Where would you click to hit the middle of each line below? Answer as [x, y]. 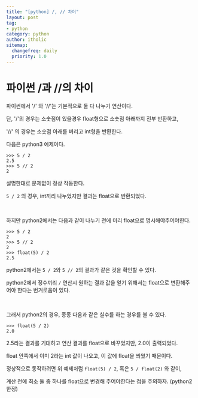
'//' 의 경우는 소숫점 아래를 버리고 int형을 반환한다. [65, 131]
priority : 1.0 [29, 56]
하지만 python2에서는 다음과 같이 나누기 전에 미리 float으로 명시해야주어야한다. [99, 220]
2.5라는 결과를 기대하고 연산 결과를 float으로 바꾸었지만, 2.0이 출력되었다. [92, 343]
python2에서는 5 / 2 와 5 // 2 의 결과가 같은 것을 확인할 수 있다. [81, 270]
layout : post [22, 17]
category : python [28, 34]
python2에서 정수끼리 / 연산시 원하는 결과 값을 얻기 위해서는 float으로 [88, 282]
